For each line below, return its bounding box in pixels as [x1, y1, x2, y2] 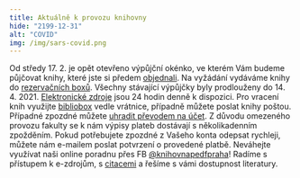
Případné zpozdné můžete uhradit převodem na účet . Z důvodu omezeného [9, 111, 291, 121]
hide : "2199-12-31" [9, 22, 83, 31]
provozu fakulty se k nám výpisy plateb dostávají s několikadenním [9, 120, 258, 131]
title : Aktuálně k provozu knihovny [9, 13, 147, 22]
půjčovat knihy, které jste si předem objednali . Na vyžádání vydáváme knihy [9, 73, 291, 84]
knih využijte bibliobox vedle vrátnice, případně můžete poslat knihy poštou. [9, 101, 292, 112]
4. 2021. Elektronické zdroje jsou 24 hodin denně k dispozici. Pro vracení [9, 92, 279, 102]
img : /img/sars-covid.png [9, 38, 106, 48]
